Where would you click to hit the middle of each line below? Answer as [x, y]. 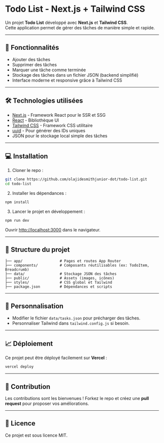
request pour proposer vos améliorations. [47, 403]
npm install [17, 202]
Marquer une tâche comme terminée [49, 70]
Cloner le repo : [28, 170]
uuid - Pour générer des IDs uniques [49, 130]
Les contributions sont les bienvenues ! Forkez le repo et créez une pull [77, 398]
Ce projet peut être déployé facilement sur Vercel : [56, 358]
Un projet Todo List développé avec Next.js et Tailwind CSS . [66, 22]
